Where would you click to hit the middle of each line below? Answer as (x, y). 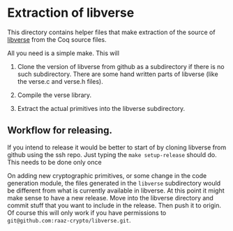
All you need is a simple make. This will (63, 53)
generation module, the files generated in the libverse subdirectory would (114, 183)
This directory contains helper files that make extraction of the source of (111, 32)
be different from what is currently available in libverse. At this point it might (116, 191)
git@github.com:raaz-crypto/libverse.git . (69, 220)
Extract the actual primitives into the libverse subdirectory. (101, 108)
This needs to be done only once (55, 162)
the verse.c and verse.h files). (60, 81)
